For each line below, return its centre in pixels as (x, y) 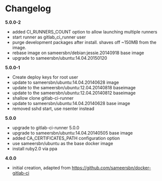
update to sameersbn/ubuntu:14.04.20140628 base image (71, 103)
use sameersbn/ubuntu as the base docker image (63, 143)
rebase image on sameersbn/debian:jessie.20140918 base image (78, 53)
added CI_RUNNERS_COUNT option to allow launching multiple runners (85, 32)
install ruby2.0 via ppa (35, 148)
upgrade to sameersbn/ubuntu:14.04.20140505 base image (72, 133)
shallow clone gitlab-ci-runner (43, 98)
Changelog (28, 9)
